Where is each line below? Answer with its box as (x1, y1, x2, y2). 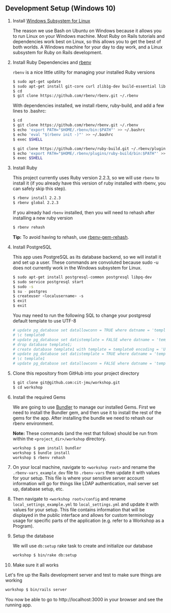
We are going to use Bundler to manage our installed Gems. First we (12, 404, 156, 410)
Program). (12, 523, 34, 529)
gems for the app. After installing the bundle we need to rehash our (12, 415, 154, 421)
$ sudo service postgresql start (12, 279, 84, 284)
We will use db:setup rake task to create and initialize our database (12, 543, 153, 549)
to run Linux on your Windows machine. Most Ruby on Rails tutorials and (12, 33, 165, 39)
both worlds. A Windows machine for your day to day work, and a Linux (12, 43, 163, 50)
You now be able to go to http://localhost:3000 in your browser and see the (5, 597, 163, 603)
